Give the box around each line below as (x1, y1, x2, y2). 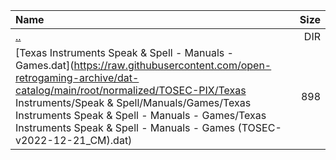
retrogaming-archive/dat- (15, 71, 140, 84)
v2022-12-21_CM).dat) (15, 134, 133, 147)
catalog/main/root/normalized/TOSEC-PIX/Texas (15, 84, 247, 97)
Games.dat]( (15, 59, 75, 72)
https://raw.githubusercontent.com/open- (73, 59, 272, 72)
